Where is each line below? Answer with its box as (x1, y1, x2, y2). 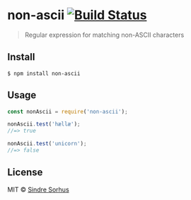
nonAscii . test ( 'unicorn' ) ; (7, 140, 87, 148)
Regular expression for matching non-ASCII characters (24, 30, 185, 39)
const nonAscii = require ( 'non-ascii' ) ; (7, 108, 129, 115)
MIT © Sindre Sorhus (7, 185, 69, 194)
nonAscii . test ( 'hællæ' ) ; (7, 121, 81, 128)
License (7, 167, 43, 179)
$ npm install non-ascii (7, 70, 81, 77)
